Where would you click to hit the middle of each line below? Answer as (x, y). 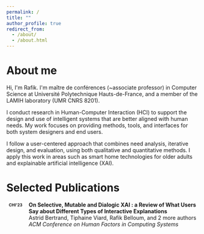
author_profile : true (34, 23)
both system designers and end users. (55, 131)
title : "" (19, 18)
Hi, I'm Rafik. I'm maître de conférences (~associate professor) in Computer (102, 87)
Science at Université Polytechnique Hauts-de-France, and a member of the (102, 94)
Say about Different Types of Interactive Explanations (98, 211)
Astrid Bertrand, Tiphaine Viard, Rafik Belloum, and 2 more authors (112, 218)
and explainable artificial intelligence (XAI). (60, 163)
